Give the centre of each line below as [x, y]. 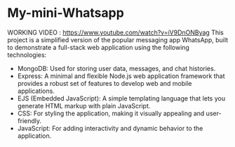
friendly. [29, 120]
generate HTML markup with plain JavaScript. [84, 106]
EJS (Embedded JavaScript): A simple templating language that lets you [121, 98]
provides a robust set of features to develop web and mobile [105, 83]
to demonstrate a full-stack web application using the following [98, 47]
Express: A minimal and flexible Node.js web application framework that [121, 76]
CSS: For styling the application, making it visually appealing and [111, 113]
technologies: [27, 55]
